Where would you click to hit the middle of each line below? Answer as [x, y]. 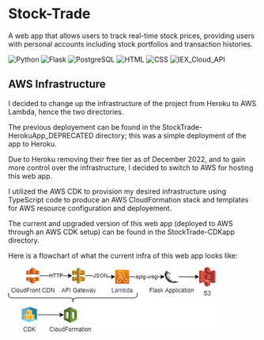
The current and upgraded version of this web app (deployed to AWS [121, 223]
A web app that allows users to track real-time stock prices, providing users [132, 36]
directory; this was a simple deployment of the [171, 135]
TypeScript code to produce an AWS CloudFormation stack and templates [128, 199]
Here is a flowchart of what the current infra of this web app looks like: [123, 255]
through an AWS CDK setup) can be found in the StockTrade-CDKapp [122, 232]
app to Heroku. [32, 144]
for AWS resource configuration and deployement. [90, 208]
